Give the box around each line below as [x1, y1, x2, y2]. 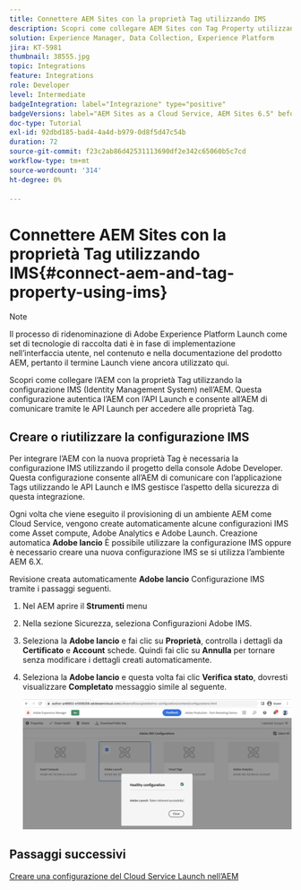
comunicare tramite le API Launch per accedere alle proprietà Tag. [9, 404, 255, 414]
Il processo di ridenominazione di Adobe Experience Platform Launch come [9, 328, 288, 340]
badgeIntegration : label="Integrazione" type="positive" [9, 100, 227, 109]
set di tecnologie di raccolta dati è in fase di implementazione [9, 338, 236, 349]
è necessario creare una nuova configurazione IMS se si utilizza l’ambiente [9, 547, 285, 558]
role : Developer [9, 81, 70, 90]
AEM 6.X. [9, 556, 44, 567]
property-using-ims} [9, 282, 168, 302]
